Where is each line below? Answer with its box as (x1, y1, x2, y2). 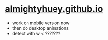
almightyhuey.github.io (5, 3, 103, 15)
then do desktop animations (12, 25, 69, 31)
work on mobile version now (12, 20, 70, 26)
